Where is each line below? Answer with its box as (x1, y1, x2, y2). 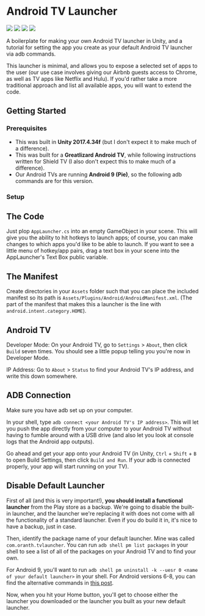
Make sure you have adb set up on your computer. (6, 406, 133, 414)
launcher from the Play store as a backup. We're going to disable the (6, 503, 180, 511)
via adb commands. (6, 50, 56, 58)
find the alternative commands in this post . (6, 579, 114, 586)
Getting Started (6, 106, 67, 116)
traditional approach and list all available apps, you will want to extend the (6, 81, 192, 89)
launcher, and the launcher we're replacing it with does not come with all (12, 509, 195, 517)
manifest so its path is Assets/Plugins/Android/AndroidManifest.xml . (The (6, 294, 192, 301)
